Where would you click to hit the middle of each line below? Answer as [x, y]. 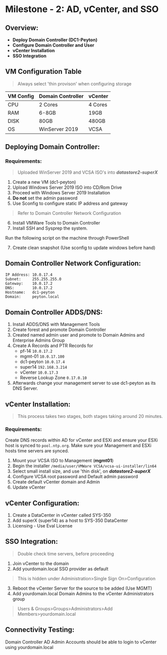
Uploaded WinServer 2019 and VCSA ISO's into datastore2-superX [88, 172]
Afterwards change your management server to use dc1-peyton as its [84, 383]
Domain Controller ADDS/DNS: [54, 312]
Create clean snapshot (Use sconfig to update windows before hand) [84, 248]
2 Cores [48, 104]
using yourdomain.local [29, 647]
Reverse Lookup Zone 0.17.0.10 [53, 378]
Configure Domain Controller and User [53, 45]
